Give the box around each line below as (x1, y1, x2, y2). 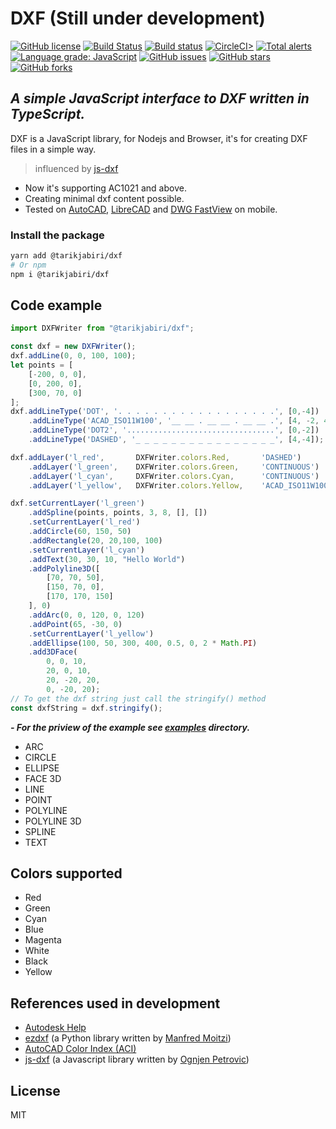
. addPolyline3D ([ (28, 563, 101, 574)
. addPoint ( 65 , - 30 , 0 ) (28, 619, 123, 629)
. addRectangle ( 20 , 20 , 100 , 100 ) (28, 535, 163, 546)
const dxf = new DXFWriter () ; (10, 342, 137, 352)
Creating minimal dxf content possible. (24, 192, 185, 204)
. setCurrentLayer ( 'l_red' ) (28, 517, 141, 527)
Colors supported (10, 865, 123, 882)
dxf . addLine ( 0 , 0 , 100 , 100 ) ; (10, 351, 137, 361)
